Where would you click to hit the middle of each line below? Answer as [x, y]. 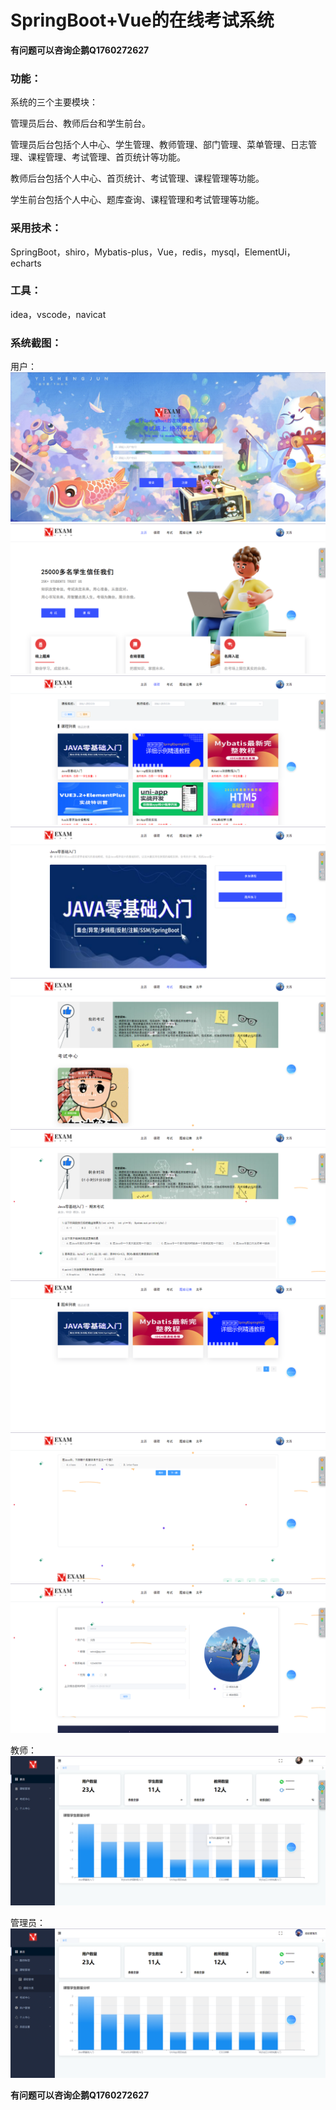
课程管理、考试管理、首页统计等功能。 [106, 157]
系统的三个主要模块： [54, 102]
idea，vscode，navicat [58, 314]
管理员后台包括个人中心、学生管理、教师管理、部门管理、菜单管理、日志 [159, 145]
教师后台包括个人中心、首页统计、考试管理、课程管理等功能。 [137, 178]
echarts [26, 263]
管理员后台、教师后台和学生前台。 [80, 123]
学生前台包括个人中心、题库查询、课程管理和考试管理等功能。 [137, 200]
